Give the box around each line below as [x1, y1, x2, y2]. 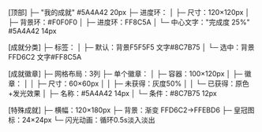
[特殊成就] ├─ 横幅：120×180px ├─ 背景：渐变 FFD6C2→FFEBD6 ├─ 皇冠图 [8, 105, 255, 115]
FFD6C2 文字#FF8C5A [8, 53, 82, 61]
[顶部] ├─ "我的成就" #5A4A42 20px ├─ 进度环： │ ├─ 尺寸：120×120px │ [8, 8, 250, 16]
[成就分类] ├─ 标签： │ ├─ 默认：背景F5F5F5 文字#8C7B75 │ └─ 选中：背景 [8, 42, 255, 52]
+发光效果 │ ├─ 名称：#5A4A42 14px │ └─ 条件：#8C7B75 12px [8, 89, 217, 97]
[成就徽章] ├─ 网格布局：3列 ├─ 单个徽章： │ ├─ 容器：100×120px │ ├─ [8, 69, 243, 78]
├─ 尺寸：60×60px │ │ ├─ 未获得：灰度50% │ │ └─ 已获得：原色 [36, 79, 250, 88]
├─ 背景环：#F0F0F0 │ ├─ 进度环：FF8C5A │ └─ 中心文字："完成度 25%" [8, 17, 250, 27]
